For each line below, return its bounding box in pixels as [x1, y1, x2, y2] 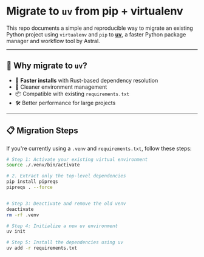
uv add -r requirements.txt [6, 245, 78, 252]
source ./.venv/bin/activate [6, 162, 80, 168]
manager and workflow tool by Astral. [6, 37, 100, 44]
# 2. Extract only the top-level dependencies [6, 173, 126, 179]
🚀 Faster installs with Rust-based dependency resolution [15, 77, 158, 84]
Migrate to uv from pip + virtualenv [6, 4, 183, 18]
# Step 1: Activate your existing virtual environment [6, 156, 148, 162]
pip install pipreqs [6, 179, 59, 185]
